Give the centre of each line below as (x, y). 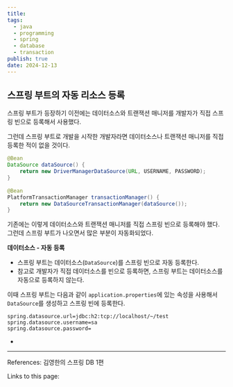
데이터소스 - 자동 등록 (36, 248)
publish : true (28, 59)
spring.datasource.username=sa (52, 323)
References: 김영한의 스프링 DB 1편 (55, 363)
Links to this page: (34, 377)
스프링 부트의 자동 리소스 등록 (66, 96)
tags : (15, 20)
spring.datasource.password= (49, 329)
